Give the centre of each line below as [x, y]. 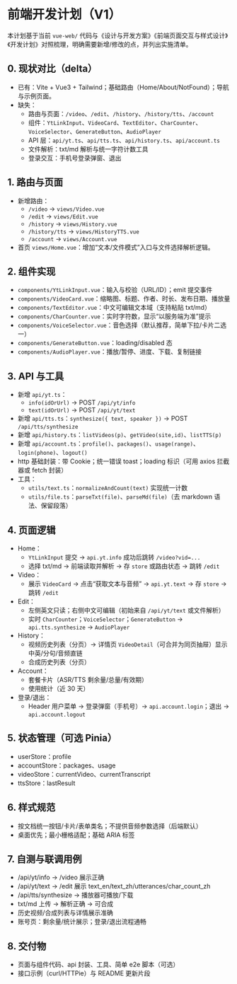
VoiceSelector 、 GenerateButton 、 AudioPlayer [94, 131]
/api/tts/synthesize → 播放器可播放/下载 [75, 895]
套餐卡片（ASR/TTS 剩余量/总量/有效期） [88, 679]
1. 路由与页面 [35, 182]
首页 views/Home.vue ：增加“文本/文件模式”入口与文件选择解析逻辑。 [116, 247]
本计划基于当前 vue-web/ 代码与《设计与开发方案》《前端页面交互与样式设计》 [118, 35]
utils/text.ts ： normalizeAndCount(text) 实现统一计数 [108, 488]
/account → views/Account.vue [73, 238]
